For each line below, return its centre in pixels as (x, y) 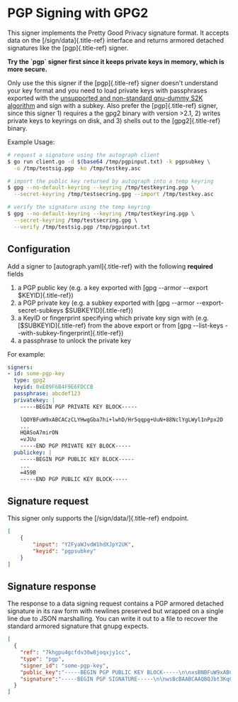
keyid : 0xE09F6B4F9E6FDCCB (53, 387)
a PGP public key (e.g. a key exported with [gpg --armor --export (113, 287)
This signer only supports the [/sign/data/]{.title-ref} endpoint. (98, 518)
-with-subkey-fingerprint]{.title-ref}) (70, 333)
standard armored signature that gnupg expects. (78, 626)
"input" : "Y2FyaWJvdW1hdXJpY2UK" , (84, 544)
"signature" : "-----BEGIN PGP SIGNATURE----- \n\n (93, 679)
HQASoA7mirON (39, 433)
